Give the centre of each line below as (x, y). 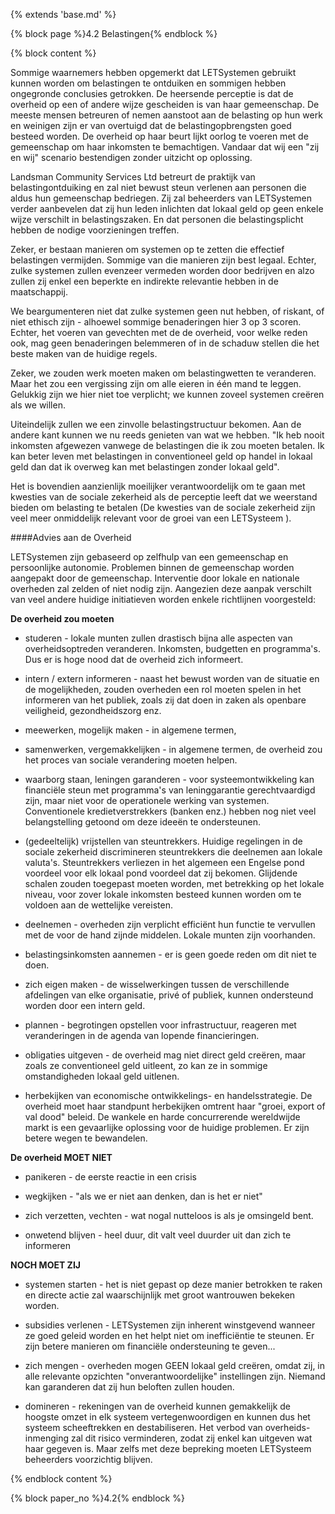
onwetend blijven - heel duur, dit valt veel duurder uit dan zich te (158, 1235)
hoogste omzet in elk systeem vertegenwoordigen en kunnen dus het (167, 1417)
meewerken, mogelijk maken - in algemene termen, (130, 730)
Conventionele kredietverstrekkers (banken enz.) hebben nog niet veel (170, 811)
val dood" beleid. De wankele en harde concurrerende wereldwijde (162, 1117)
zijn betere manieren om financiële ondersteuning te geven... (150, 1346)
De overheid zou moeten (62, 618)
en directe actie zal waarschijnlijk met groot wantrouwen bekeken (160, 1295)
